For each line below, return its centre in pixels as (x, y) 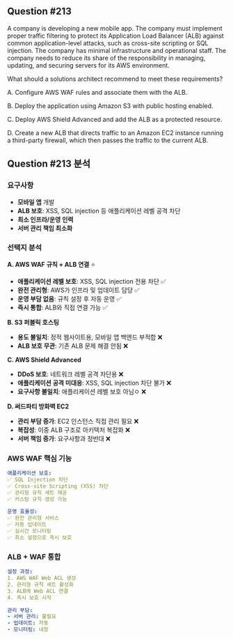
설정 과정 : (20, 572)
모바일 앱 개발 (36, 202)
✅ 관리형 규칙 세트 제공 (37, 493)
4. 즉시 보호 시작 (30, 598)
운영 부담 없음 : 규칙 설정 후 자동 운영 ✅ (70, 298)
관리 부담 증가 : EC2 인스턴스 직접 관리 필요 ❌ (78, 421)
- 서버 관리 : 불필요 (32, 617)
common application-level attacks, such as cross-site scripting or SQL (108, 43)
